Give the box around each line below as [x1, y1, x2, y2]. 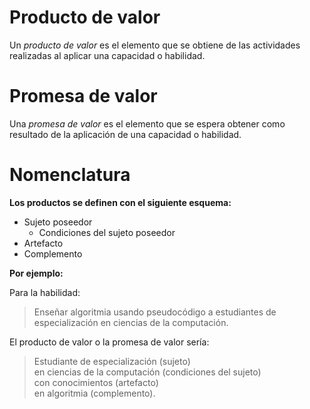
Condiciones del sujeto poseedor [38, 226, 176, 238]
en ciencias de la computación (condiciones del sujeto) [33, 366, 262, 378]
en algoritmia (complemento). [33, 387, 156, 399]
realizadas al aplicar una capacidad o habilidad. [9, 49, 206, 61]
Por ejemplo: [9, 267, 64, 279]
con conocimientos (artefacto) [33, 376, 159, 388]
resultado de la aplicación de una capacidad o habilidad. [9, 128, 242, 140]
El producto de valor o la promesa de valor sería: [9, 336, 210, 348]
